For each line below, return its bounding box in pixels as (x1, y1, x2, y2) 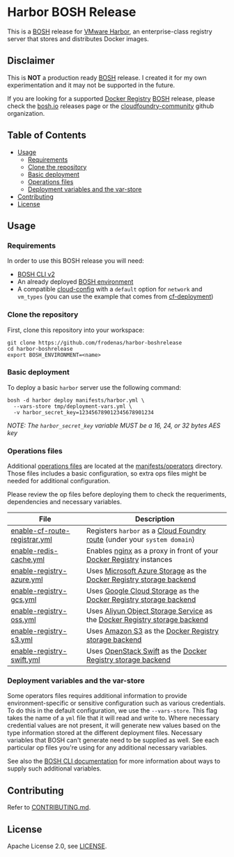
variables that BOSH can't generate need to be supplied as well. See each (7, 736, 219, 745)
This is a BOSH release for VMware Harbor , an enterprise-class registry (7, 27, 212, 36)
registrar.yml (10, 535, 52, 545)
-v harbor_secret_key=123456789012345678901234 (13, 409, 155, 416)
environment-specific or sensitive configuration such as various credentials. (7, 699, 226, 708)
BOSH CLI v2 (17, 270, 56, 279)
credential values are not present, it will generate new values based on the (7, 721, 221, 729)
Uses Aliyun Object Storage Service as (86, 606, 213, 616)
